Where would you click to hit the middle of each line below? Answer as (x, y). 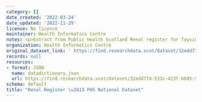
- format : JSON (25, 67)
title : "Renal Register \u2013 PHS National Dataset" (75, 90)
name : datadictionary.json (45, 73)
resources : (20, 62)
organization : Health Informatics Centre (59, 46)
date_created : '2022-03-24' (41, 17)
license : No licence (32, 28)
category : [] (23, 12)
